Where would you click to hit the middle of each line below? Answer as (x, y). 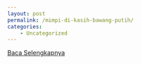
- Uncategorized (44, 33)
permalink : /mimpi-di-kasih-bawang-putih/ (70, 20)
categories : (25, 26)
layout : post (26, 14)
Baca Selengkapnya (36, 53)
